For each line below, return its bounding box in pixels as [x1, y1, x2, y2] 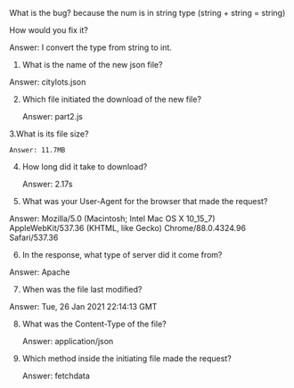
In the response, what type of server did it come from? [21, 250, 223, 260]
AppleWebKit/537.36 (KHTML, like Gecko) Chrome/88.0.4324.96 [9, 223, 247, 233]
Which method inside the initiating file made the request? [21, 353, 232, 364]
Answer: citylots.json [9, 77, 86, 87]
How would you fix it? [9, 25, 89, 35]
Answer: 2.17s [21, 178, 73, 189]
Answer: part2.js [21, 111, 83, 121]
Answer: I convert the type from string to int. [9, 42, 172, 53]
